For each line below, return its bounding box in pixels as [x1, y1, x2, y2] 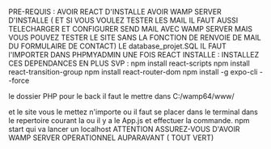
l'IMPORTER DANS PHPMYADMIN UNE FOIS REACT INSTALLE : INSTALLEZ [8, 50, 260, 59]
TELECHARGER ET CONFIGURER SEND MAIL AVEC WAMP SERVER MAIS [8, 24, 253, 33]
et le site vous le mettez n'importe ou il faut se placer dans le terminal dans [8, 107, 259, 117]
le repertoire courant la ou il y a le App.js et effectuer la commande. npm [8, 116, 250, 125]
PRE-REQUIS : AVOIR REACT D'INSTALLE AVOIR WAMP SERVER [8, 7, 222, 16]
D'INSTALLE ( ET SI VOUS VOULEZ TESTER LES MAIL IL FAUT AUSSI [8, 15, 239, 25]
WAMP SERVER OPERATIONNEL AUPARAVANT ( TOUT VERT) [8, 133, 214, 143]
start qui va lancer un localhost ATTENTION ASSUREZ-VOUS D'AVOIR [8, 125, 240, 134]
